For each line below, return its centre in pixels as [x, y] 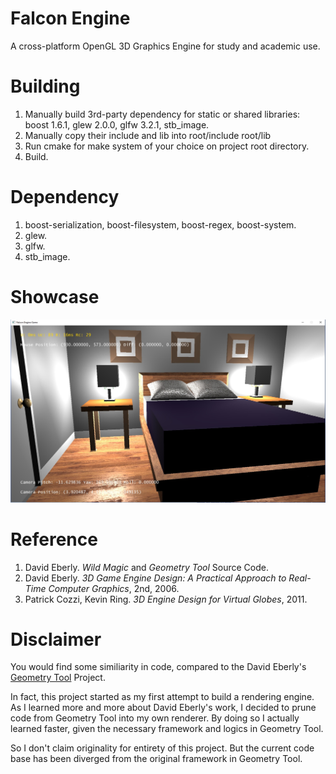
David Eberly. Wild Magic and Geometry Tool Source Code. [146, 567]
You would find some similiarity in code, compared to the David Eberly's [158, 667]
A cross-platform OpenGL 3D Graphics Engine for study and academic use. [165, 46]
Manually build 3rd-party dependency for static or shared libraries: [162, 114]
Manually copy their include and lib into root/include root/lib [148, 135]
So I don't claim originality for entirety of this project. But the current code [162, 748]
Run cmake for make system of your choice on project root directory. [167, 146]
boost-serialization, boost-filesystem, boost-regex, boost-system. [160, 224]
